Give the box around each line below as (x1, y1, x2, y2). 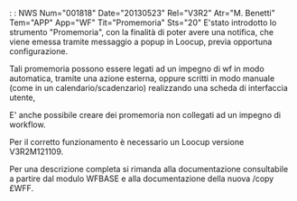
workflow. (9, 119, 46, 130)
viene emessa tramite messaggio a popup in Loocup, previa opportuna (9, 36, 273, 47)
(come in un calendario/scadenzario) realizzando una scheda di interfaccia (9, 83, 289, 93)
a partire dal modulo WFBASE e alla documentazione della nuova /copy (9, 173, 274, 184)
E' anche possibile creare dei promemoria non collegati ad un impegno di (9, 110, 282, 120)
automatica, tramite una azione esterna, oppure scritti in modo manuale (9, 73, 275, 84)
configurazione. (9, 46, 69, 57)
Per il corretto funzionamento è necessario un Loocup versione (9, 137, 245, 147)
